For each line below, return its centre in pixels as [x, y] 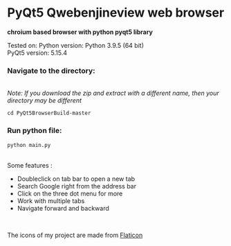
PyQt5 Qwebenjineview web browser [116, 13]
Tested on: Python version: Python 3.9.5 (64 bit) [75, 45]
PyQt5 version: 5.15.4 [37, 53]
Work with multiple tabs [51, 201]
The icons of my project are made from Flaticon [75, 235]
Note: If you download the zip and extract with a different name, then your [113, 93]
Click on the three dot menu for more [70, 193]
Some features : [30, 165]
